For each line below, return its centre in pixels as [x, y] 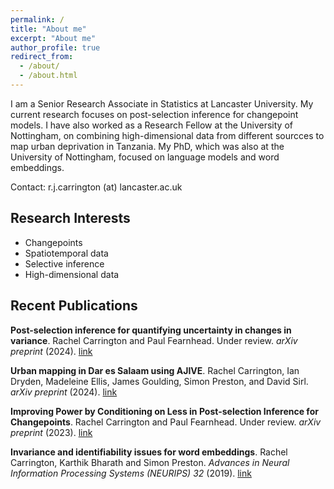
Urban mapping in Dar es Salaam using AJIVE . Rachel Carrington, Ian [155, 370]
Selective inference [64, 263]
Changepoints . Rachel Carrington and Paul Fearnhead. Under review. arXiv [166, 422]
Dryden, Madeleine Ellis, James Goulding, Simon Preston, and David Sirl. [159, 381]
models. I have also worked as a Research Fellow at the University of [151, 125]
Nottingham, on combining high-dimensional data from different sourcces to [167, 135]
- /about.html [48, 76]
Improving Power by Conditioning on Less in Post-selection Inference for [164, 411]
